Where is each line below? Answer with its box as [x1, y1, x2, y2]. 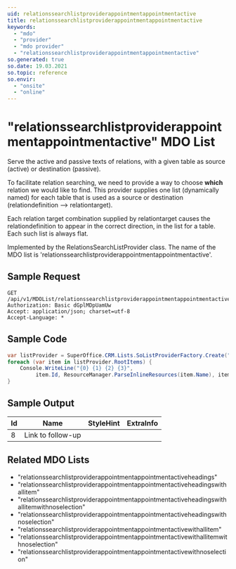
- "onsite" [13, 82, 46, 89]
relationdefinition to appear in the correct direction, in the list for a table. [7, 222, 216, 231]
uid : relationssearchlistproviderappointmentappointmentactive [7, 10, 197, 18]
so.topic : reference [7, 69, 68, 76]
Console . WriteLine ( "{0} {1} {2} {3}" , [20, 365, 133, 372]
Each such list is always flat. [7, 229, 89, 238]
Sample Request [7, 271, 81, 283]
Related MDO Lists [7, 454, 90, 466]
